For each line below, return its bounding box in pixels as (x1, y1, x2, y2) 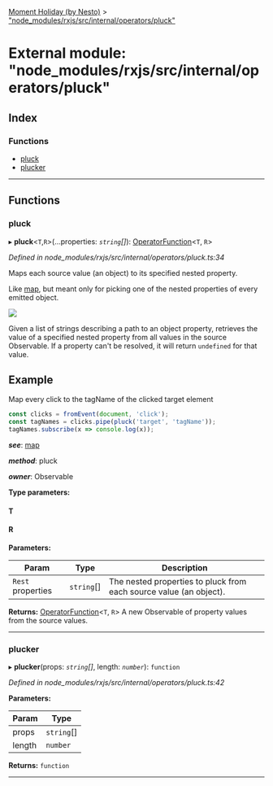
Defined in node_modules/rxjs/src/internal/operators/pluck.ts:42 (8, 678, 225, 688)
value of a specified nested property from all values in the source (8, 332, 227, 342)
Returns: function (8, 761, 70, 771)
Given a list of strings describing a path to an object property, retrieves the (8, 323, 258, 333)
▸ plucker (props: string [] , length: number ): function (8, 662, 180, 672)
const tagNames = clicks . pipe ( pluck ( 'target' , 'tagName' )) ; (8, 418, 217, 426)
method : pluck (8, 456, 58, 465)
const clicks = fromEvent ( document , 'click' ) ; (8, 410, 169, 418)
